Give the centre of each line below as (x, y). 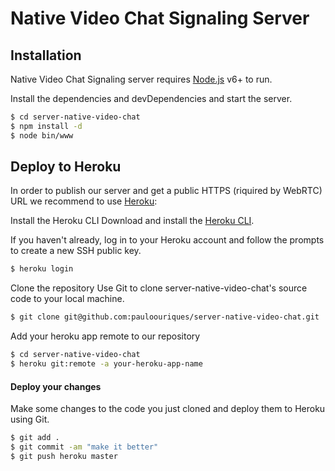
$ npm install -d (46, 126)
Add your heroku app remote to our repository (105, 336)
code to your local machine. (67, 299)
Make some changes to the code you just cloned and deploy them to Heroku (168, 409)
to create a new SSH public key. (76, 251)
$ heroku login (42, 269)
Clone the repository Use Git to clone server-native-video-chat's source (159, 288)
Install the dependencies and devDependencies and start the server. (151, 98)
